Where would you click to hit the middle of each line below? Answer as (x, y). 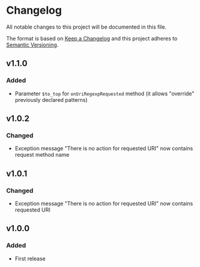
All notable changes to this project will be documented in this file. (87, 27)
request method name (42, 155)
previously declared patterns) (51, 100)
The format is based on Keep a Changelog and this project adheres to (92, 38)
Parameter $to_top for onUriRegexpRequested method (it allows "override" (104, 94)
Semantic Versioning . (32, 45)
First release (30, 258)
